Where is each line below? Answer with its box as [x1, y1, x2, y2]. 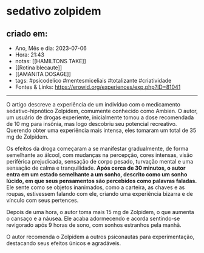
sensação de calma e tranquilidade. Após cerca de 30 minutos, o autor [6, 164, 186, 172]
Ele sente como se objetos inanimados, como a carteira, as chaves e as [6, 184, 185, 191]
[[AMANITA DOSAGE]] [15, 71, 71, 77]
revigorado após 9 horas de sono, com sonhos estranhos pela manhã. [6, 221, 182, 229]
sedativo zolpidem [6, 4, 101, 18]
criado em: [6, 29, 48, 39]
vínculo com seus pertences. [6, 196, 79, 204]
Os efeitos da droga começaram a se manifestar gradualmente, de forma [6, 145, 189, 152]
